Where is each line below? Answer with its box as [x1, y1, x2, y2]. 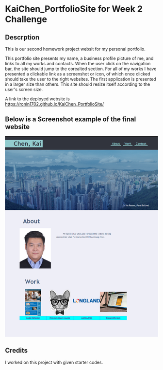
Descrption [5, 33, 40, 41]
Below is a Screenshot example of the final [5, 115, 136, 124]
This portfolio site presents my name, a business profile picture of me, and [5, 55, 154, 61]
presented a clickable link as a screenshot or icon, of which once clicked [5, 71, 150, 76]
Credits [5, 347, 28, 355]
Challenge [5, 14, 48, 25]
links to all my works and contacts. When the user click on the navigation [5, 61, 151, 66]
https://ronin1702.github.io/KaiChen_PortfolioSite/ [5, 101, 104, 107]
